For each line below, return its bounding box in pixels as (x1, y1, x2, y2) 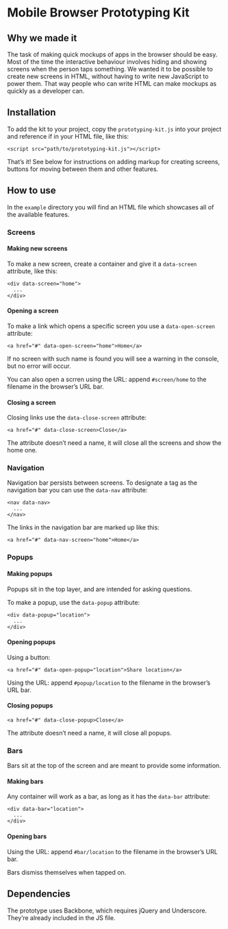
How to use (7, 185, 56, 196)
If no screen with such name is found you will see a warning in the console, (7, 354, 219, 363)
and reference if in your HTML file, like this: (7, 132, 129, 140)
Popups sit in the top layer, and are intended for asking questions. (7, 585, 192, 593)
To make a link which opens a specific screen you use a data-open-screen (7, 321, 216, 330)
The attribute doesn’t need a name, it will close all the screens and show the (7, 439, 222, 447)
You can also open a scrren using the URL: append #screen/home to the (7, 375, 207, 383)
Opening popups (7, 638, 56, 646)
